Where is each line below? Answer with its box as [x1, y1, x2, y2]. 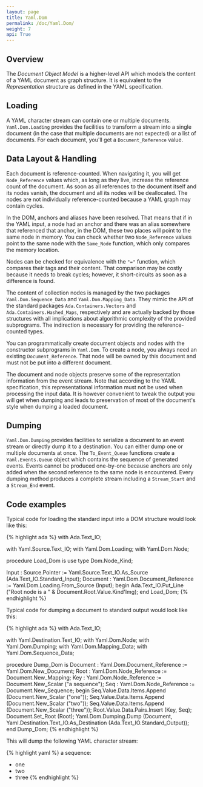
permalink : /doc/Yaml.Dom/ [6, 20, 75, 26]
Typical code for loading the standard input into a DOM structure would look [6, 516, 196, 523]
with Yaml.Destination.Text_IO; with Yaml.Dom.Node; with [6, 636, 150, 644]
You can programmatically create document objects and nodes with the [6, 339, 185, 347]
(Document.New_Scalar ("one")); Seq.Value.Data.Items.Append [6, 693, 165, 701]
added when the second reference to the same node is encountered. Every [6, 469, 194, 476]
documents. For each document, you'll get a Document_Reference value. [6, 136, 184, 143]
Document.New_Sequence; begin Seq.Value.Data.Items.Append [6, 687, 167, 694]
